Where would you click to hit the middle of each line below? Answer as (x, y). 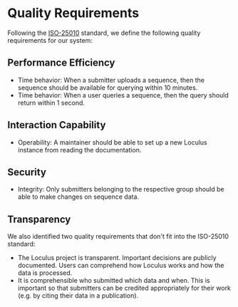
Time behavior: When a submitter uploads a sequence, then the (111, 80)
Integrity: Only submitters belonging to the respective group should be (121, 189)
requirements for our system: (50, 40)
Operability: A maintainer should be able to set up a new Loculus (113, 142)
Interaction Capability (57, 125)
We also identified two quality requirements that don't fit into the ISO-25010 (118, 236)
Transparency (39, 219)
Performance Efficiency (61, 63)
